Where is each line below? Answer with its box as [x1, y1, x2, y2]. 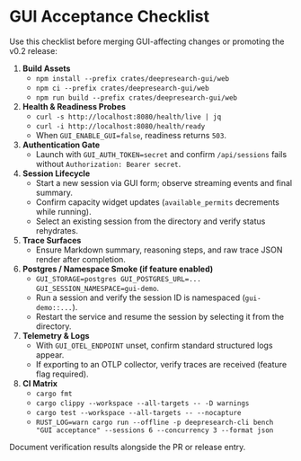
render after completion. [35, 253, 126, 264]
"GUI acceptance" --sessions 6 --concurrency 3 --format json [35, 425, 274, 435]
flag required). [35, 368, 89, 379]
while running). [35, 206, 92, 217]
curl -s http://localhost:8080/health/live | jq [35, 112, 222, 121]
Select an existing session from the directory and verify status [35, 216, 266, 226]
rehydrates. [35, 225, 79, 235]
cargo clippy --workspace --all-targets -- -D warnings [35, 398, 250, 408]
